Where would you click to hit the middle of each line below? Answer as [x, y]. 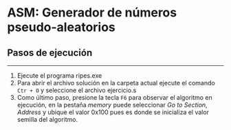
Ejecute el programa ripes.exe [59, 76]
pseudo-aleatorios [61, 27]
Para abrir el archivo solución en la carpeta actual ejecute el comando [116, 83]
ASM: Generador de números [92, 13]
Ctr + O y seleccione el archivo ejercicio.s [77, 90]
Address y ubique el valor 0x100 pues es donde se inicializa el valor [113, 112]
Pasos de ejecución [50, 53]
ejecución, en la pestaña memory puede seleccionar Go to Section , [112, 105]
